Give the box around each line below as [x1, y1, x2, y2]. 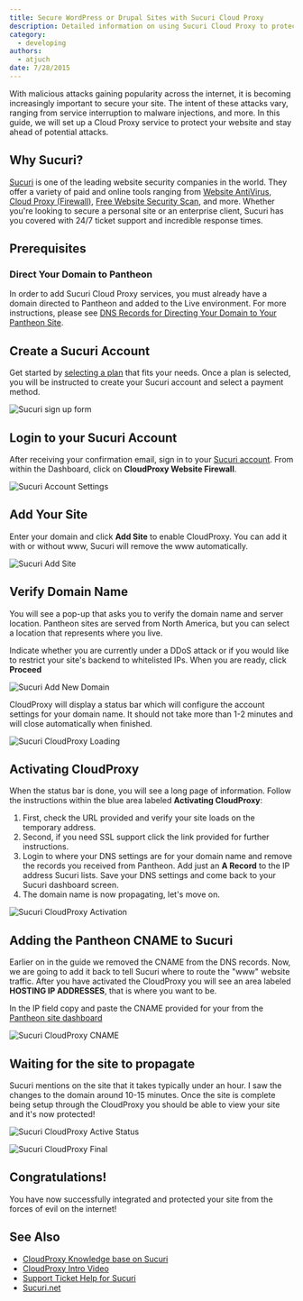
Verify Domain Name [9, 584, 129, 600]
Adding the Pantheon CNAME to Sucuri [9, 932, 234, 948]
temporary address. [22, 822, 96, 833]
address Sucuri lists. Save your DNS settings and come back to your [22, 870, 277, 881]
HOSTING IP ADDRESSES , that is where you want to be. [9, 985, 217, 996]
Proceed [9, 664, 42, 674]
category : [9, 30, 47, 39]
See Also [9, 1230, 60, 1245]
